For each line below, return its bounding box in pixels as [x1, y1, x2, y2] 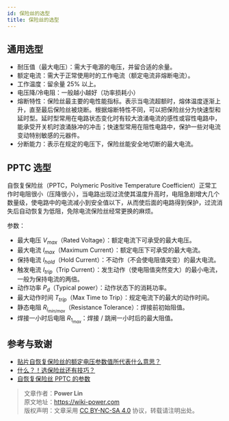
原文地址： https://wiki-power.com [23, 398, 120, 406]
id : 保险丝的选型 [7, 10, 51, 17]
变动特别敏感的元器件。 [16, 131, 83, 140]
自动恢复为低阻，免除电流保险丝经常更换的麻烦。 [18, 207, 157, 216]
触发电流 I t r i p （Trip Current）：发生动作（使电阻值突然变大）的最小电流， [16, 265, 221, 275]
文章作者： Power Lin [23, 389, 83, 397]
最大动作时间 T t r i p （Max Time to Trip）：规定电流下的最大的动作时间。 [16, 294, 213, 303]
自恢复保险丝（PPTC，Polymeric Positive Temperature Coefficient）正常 [7, 181, 211, 190]
